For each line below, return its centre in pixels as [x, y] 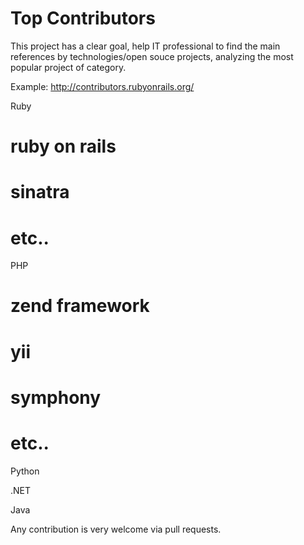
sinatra [40, 192]
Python [25, 471]
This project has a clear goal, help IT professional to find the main [145, 46]
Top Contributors [83, 18]
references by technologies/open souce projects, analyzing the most [152, 56]
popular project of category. [68, 67]
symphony [56, 397]
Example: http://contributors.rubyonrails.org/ [102, 86]
